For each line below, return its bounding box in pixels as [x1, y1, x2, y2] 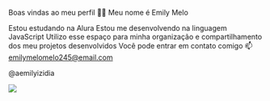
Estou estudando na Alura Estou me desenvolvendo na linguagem [8, 23, 228, 32]
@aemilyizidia [8, 69, 55, 78]
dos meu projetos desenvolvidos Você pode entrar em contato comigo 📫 [8, 41, 253, 50]
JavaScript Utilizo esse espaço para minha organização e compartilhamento [8, 32, 263, 41]
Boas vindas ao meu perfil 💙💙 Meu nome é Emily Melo [8, 8, 188, 17]
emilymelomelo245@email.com [8, 53, 113, 62]
